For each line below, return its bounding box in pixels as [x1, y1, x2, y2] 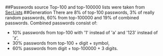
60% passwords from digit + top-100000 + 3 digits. [12, 46, 118, 51]
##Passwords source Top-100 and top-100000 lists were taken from [5, 4, 145, 10]
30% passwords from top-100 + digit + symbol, [12, 40, 110, 46]
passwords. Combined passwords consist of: [5, 20, 98, 26]
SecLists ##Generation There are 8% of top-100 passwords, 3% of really [5, 9, 155, 15]
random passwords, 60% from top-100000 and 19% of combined [5, 15, 139, 20]
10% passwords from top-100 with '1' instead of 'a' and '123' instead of [12, 30, 158, 35]
